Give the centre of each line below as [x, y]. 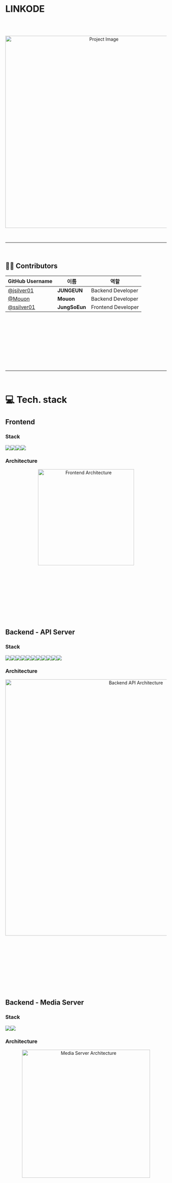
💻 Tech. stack [36, 400]
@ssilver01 [21, 307]
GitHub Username [30, 281]
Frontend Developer [115, 307]
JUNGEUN [70, 290]
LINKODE [25, 9]
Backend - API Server [40, 632]
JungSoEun [72, 307]
